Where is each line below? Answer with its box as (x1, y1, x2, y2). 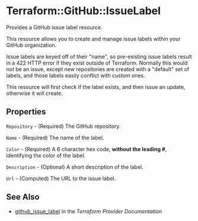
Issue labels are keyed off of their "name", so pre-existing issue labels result (6, 53, 192, 60)
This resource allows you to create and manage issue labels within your (6, 35, 181, 42)
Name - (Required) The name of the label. (6, 134, 104, 141)
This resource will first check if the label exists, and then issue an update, (6, 83, 186, 90)
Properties (6, 107, 46, 117)
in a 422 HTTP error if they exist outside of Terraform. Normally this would (6, 59, 188, 66)
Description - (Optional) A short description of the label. (6, 163, 143, 170)
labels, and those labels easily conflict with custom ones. (6, 72, 145, 79)
